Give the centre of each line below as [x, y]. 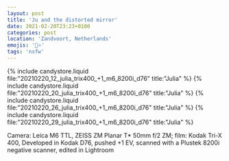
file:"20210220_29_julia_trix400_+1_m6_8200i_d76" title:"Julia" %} [100, 122]
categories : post [32, 33]
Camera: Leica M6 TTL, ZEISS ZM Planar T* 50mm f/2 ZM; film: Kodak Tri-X [115, 135]
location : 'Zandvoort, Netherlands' [59, 39]
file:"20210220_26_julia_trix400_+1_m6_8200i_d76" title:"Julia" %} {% [106, 108]
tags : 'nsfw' [26, 52]
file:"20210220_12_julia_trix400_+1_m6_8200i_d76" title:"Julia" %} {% [105, 78]
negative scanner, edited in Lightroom [61, 150]
